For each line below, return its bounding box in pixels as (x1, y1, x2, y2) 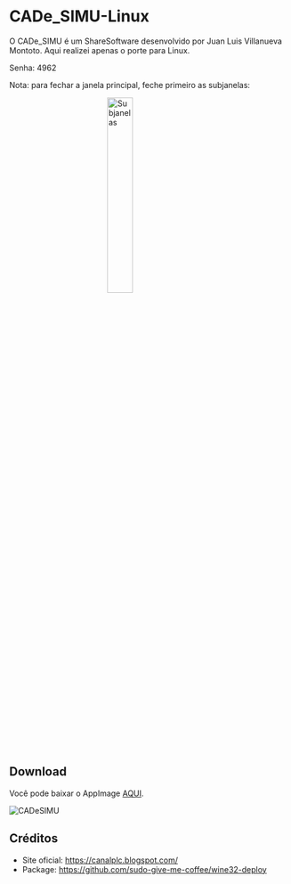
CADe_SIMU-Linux (9, 6, 150, 27)
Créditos (9, 831, 59, 847)
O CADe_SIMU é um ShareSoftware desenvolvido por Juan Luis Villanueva (9, 36, 283, 46)
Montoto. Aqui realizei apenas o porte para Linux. (9, 45, 190, 55)
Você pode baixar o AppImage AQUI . (9, 788, 144, 799)
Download (9, 764, 67, 780)
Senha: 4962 (9, 62, 57, 73)
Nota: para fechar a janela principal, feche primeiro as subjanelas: (9, 79, 251, 90)
